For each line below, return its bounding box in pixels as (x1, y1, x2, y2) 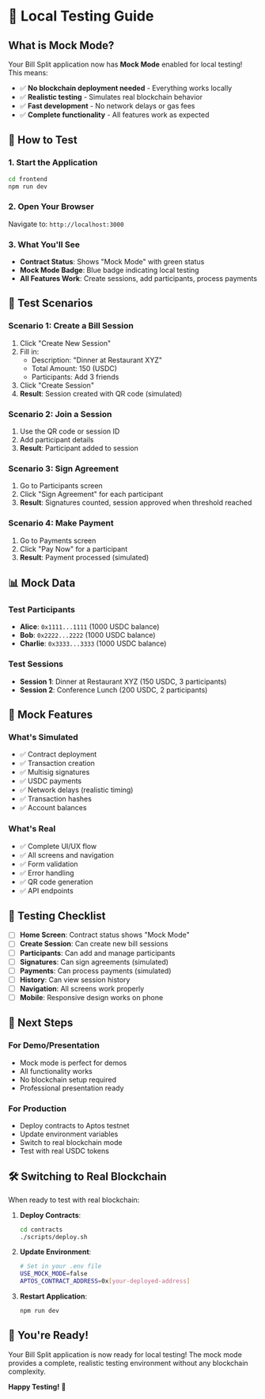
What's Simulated (8, 731, 79, 742)
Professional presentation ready (19, 1083, 124, 1093)
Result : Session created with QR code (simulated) (19, 389, 183, 398)
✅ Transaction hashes (19, 794, 93, 804)
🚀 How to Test (8, 134, 78, 147)
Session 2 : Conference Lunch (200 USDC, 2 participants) (19, 684, 208, 695)
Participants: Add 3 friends (31, 372, 119, 381)
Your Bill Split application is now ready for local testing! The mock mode (8, 1349, 243, 1359)
